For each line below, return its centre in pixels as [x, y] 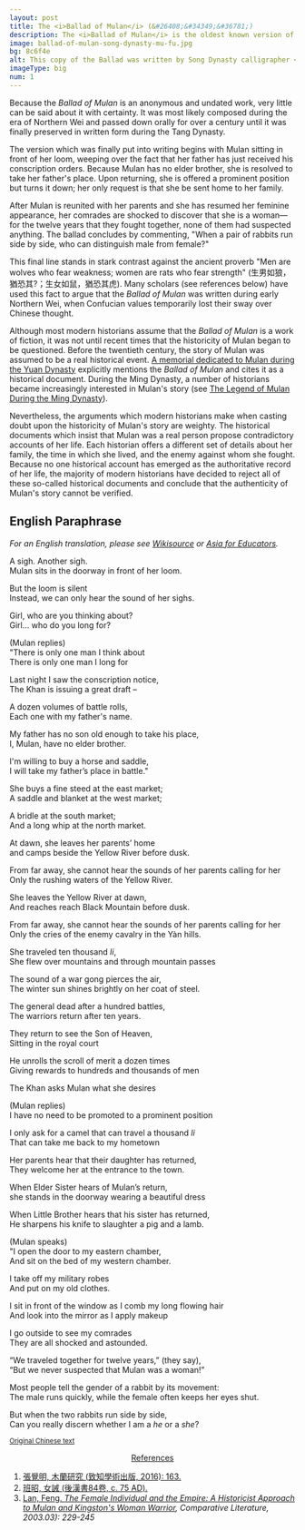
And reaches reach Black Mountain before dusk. [100, 907]
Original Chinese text [42, 1441]
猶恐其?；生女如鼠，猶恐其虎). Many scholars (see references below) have [149, 283]
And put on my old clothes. [60, 1288]
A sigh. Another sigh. [49, 561]
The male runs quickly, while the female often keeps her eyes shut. [134, 1397]
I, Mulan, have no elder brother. [68, 743]
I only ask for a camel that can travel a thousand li [102, 1133]
